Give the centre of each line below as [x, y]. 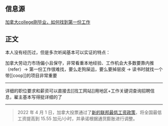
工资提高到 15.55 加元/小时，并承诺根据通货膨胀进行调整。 [77, 118]
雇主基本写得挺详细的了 [38, 97]
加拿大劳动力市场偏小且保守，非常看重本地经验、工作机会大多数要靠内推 [79, 63]
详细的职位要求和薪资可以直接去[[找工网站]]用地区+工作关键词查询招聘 [78, 90]
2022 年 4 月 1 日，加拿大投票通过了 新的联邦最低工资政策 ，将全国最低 [89, 112]
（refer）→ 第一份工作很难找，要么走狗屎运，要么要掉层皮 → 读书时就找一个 [84, 69]
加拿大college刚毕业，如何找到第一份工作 [48, 22]
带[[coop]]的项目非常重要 [31, 75]
